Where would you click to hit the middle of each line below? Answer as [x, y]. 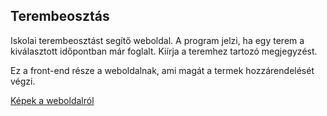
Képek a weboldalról [52, 100]
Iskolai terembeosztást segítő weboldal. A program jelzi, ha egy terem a [157, 40]
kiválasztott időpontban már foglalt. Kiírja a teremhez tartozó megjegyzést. [164, 51]
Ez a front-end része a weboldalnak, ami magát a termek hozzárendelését [162, 70]
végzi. [23, 81]
